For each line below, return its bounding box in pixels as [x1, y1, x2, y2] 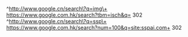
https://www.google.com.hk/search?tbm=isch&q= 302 [6, 11, 143, 18]
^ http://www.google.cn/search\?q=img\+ [6, 5, 108, 12]
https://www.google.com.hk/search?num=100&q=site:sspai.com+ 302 [6, 24, 182, 31]
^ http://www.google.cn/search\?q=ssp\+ [6, 18, 107, 24]
